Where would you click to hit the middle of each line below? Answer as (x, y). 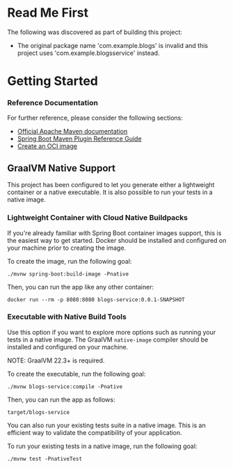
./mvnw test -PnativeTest (45, 459)
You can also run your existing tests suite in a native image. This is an (107, 425)
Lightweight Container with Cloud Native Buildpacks (97, 218)
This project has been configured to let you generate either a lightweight (111, 185)
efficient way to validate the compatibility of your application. (95, 432)
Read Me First (48, 13)
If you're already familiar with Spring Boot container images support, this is (114, 233)
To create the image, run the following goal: (70, 261)
